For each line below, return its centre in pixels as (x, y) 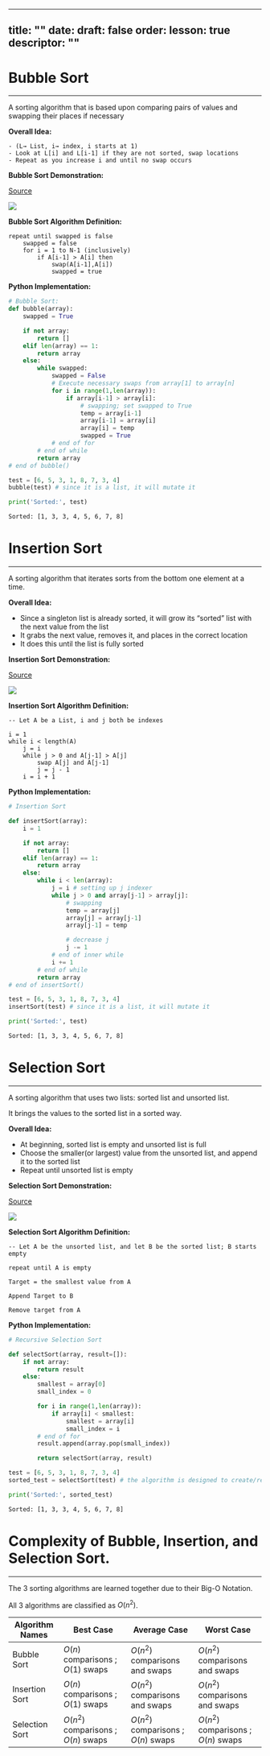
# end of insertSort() (46, 985)
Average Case (161, 1630)
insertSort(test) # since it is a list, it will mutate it (109, 1007)
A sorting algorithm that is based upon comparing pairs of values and (123, 107)
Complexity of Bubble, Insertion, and (133, 1541)
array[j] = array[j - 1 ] (104, 918)
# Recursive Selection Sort (55, 1340)
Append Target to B (41, 1296)
